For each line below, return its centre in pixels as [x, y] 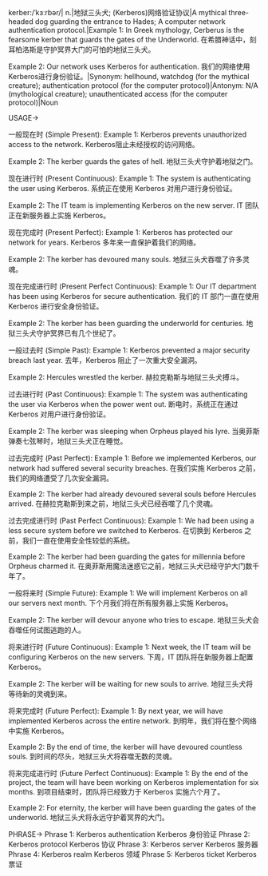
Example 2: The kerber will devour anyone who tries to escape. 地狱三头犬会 [134, 620]
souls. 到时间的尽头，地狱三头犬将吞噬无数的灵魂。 [93, 756]
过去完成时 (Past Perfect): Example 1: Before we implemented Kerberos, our [132, 458]
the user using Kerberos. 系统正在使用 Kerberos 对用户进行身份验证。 [122, 188]
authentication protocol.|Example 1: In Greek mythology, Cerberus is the [126, 30]
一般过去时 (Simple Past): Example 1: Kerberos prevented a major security [129, 350]
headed [21, 22]
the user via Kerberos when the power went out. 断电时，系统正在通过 [123, 404]
